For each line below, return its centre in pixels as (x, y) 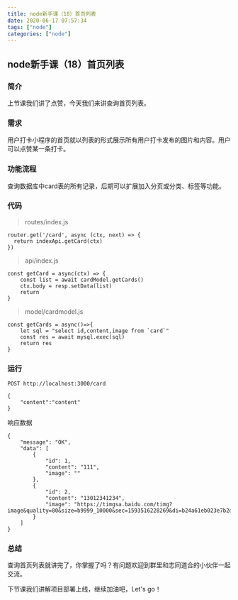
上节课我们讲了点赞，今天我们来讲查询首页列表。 (79, 103)
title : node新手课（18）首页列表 (52, 14)
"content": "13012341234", (85, 498)
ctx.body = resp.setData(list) (66, 286)
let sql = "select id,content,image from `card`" (95, 331)
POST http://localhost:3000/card (57, 384)
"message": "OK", (46, 442)
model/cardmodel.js (54, 311)
